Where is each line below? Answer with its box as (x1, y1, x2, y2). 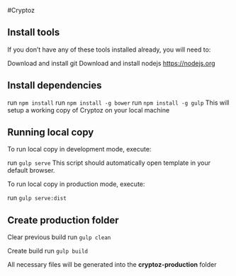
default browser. (7, 166, 55, 175)
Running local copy (7, 127, 94, 139)
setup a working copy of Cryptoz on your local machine (7, 105, 170, 114)
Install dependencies (7, 79, 102, 91)
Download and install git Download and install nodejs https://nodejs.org (7, 59, 215, 67)
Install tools (7, 26, 60, 38)
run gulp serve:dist (7, 194, 67, 202)
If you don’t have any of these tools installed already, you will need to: (7, 45, 211, 54)
